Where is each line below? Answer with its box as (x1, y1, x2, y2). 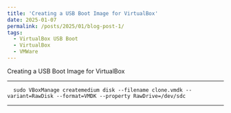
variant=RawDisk (7, 92, 54, 99)
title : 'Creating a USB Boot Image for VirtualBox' (7, 10, 158, 17)
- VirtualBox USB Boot (13, 36, 78, 42)
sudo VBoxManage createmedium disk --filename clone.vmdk (13, 86, 184, 93)
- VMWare (13, 49, 38, 55)
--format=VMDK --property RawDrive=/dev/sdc (56, 92, 186, 99)
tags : (7, 29, 23, 36)
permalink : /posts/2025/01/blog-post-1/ (7, 23, 125, 29)
